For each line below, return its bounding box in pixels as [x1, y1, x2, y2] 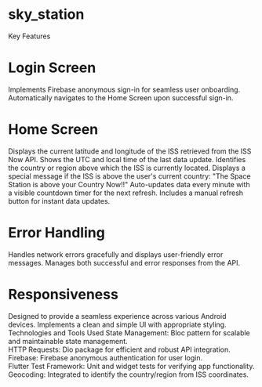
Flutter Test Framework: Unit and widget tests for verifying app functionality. [8, 361, 255, 371]
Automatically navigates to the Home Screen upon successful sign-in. [8, 92, 234, 103]
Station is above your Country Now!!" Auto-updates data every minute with [8, 179, 250, 189]
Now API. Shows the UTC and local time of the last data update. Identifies [8, 154, 246, 164]
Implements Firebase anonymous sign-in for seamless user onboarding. [8, 85, 241, 94]
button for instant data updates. [8, 196, 111, 205]
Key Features [8, 31, 51, 41]
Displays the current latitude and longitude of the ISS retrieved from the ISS [8, 146, 252, 156]
